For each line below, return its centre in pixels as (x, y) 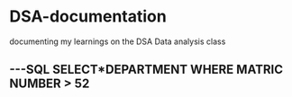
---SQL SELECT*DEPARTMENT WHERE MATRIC (146, 70)
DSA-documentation (88, 17)
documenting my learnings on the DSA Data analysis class (118, 41)
